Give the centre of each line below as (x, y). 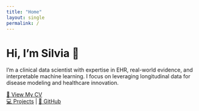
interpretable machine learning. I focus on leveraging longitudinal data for (98, 76)
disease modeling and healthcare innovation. (63, 83)
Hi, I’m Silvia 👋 (43, 53)
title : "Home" (24, 12)
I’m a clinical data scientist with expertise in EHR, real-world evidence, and (100, 70)
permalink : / (23, 23)
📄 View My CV (24, 95)
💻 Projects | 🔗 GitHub (34, 101)
